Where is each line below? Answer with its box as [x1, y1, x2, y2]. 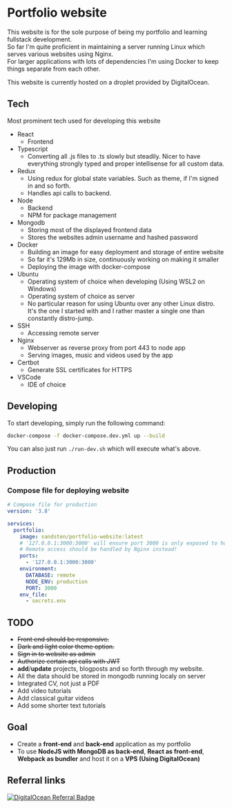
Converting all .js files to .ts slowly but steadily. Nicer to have [27, 152, 201, 160]
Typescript [17, 144, 48, 153]
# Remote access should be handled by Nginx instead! [19, 546, 177, 553]
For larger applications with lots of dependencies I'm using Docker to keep [7, 57, 219, 65]
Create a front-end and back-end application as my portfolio [17, 739, 191, 748]
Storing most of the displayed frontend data [27, 225, 152, 234]
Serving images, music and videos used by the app [27, 351, 173, 359]
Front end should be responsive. [17, 635, 110, 644]
